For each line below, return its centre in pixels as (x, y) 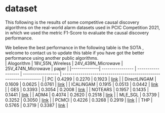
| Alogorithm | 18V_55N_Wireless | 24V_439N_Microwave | (64, 63)
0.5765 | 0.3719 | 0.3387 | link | (37, 105)
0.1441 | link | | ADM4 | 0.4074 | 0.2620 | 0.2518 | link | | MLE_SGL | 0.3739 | (82, 95)
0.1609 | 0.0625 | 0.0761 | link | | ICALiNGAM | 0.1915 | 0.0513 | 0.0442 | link (82, 84)
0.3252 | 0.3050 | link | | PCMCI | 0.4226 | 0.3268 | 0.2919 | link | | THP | (79, 100)
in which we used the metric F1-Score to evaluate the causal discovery (77, 33)
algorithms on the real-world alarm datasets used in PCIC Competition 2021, (82, 27)
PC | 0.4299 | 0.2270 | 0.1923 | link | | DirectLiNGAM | (102, 79)
